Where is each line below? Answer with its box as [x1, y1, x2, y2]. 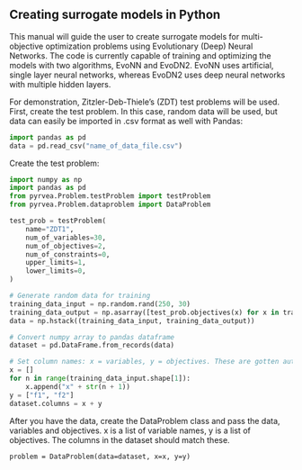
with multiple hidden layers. [9, 78, 111, 89]
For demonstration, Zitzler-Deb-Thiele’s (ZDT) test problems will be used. [9, 96, 280, 107]
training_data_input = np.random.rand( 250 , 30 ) [9, 299, 191, 309]
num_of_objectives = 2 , [25, 241, 106, 250]
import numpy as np [9, 175, 83, 184]
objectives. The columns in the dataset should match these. [9, 434, 231, 445]
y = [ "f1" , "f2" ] [9, 391, 75, 400]
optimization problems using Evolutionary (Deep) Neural [45, 41, 253, 51]
